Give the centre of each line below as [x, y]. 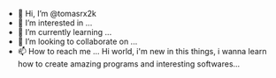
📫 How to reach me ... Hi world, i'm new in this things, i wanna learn [142, 51]
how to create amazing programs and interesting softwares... [129, 64]
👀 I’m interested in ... [55, 23]
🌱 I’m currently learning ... [65, 32]
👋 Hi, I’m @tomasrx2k [57, 14]
